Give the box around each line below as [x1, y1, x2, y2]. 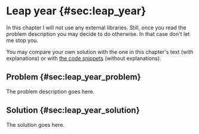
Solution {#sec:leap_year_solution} [6, 105, 140, 115]
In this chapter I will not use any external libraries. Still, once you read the [6, 24, 186, 31]
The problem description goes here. [6, 88, 94, 95]
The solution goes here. [6, 121, 65, 128]
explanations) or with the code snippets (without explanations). [6, 54, 161, 62]
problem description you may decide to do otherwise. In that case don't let [6, 30, 190, 37]
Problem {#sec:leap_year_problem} [6, 72, 142, 82]
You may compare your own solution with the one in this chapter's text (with [6, 48, 194, 55]
